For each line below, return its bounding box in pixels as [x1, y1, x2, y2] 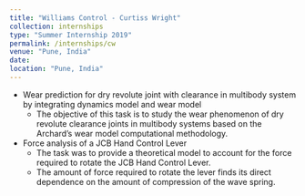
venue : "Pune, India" [9, 47, 92, 57]
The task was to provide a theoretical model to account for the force [36, 147, 292, 158]
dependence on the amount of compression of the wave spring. [36, 176, 276, 187]
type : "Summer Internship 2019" [9, 30, 132, 39]
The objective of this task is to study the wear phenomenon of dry [36, 108, 284, 119]
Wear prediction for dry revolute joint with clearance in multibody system [22, 88, 297, 100]
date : [9, 56, 30, 65]
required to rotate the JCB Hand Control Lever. [36, 157, 211, 168]
